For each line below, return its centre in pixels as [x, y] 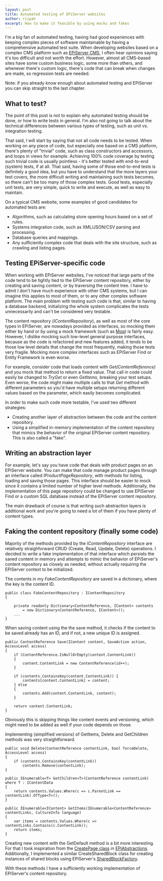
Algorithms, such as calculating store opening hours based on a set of [82, 217]
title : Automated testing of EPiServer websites [55, 14]
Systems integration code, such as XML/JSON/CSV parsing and [76, 227]
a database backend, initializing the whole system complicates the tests [77, 306]
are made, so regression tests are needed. [47, 73]
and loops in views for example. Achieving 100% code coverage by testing [80, 156]
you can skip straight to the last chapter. [45, 88]
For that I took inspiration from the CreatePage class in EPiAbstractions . [77, 848]
